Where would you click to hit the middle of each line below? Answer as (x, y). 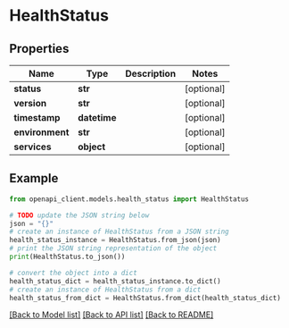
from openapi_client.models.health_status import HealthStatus (129, 199)
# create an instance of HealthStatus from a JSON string (119, 232)
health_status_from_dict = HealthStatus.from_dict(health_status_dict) (145, 298)
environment (41, 132)
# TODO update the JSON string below (79, 215)
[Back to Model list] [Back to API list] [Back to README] (111, 315)
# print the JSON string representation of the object (113, 248)
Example (34, 178)
